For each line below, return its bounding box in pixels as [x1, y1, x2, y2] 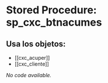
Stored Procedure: [6, 3, 97, 17]
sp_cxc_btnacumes [6, 16, 102, 29]
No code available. [6, 72, 51, 78]
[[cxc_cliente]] [14, 60, 50, 67]
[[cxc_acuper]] [14, 55, 50, 61]
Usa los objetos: [6, 39, 66, 49]
